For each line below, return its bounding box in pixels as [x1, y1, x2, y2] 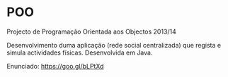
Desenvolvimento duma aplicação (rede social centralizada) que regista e [6, 41, 221, 49]
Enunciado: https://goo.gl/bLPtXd [6, 62, 104, 70]
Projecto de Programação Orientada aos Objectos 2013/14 [6, 27, 176, 36]
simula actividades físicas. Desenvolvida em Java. [6, 48, 153, 57]
